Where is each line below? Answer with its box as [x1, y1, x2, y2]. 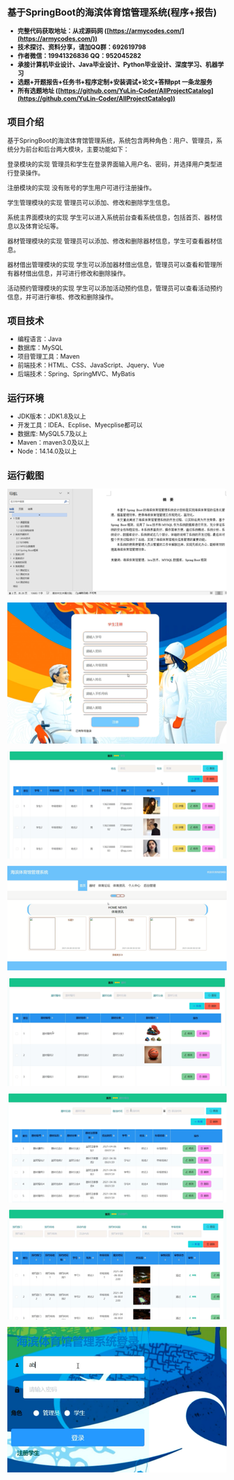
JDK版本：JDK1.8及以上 [17, 412, 86, 421]
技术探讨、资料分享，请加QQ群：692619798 [17, 43, 146, 51]
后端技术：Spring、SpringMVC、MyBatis [17, 370, 136, 378]
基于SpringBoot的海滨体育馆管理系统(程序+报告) [7, 6, 217, 19]
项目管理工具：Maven [17, 352, 80, 361]
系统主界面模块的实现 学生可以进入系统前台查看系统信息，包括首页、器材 [7, 213, 217, 222]
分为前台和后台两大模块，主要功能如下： [13, 145, 130, 153]
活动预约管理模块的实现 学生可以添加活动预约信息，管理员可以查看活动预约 [7, 284, 223, 292]
